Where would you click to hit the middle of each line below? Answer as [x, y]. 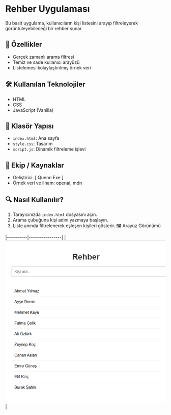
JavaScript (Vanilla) [33, 110]
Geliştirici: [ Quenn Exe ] [38, 178]
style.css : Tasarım [33, 144]
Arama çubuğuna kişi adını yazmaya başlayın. [60, 220]
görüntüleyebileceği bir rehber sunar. [44, 28]
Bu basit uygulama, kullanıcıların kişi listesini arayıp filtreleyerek [72, 23]
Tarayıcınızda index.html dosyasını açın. [55, 214]
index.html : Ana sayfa [36, 138]
